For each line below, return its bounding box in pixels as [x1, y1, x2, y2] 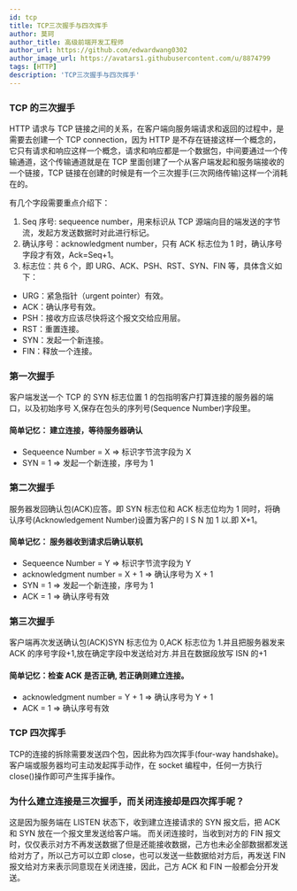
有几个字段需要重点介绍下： [9, 198, 110, 208]
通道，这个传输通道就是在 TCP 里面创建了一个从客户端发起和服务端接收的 [16, 157, 285, 167]
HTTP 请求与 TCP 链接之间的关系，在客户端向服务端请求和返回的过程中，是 [9, 123, 285, 134]
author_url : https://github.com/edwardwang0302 [9, 46, 188, 55]
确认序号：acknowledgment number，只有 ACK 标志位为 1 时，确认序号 [21, 238, 283, 249]
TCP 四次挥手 [9, 727, 66, 740]
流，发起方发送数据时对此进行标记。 [21, 228, 155, 238]
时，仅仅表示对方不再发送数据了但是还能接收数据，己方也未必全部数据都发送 [9, 839, 288, 850]
